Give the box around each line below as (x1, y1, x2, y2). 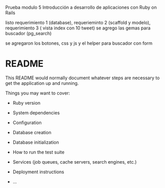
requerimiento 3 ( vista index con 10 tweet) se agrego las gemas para (5, 25, 151, 31)
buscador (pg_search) (5, 30, 52, 36)
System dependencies (12, 109, 60, 116)
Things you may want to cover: (5, 90, 70, 96)
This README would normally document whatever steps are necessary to (5, 75, 160, 81)
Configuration (12, 119, 42, 126)
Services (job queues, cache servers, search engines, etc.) (12, 159, 137, 165)
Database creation (12, 129, 52, 135)
